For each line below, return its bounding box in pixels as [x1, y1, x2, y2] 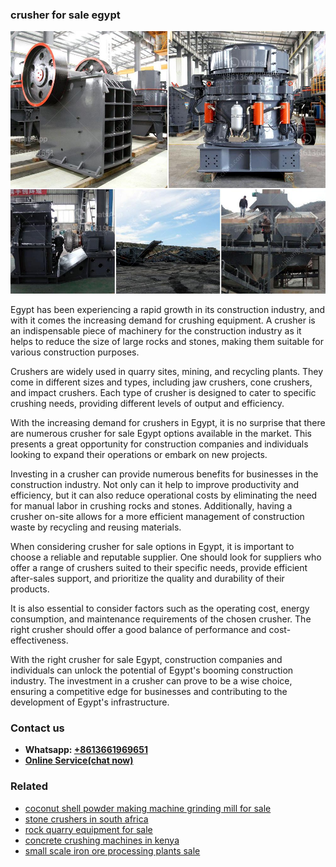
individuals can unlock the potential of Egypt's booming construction [10, 664, 294, 676]
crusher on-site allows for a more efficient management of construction [10, 510, 305, 522]
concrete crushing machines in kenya [24, 834, 180, 846]
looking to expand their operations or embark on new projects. [10, 448, 268, 460]
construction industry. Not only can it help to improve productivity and [10, 478, 300, 490]
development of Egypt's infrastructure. [10, 696, 170, 708]
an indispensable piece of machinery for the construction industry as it [10, 324, 302, 337]
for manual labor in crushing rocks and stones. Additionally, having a [10, 499, 293, 512]
